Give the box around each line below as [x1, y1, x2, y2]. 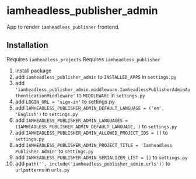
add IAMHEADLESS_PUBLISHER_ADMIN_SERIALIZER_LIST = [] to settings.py [15, 153, 188, 161]
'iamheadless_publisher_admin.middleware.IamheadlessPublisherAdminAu [15, 86, 191, 93]
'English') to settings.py [15, 110, 78, 117]
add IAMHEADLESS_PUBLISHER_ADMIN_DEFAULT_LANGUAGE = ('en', [15, 104, 165, 111]
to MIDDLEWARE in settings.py [76, 92, 145, 99]
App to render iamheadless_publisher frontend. [6, 23, 120, 30]
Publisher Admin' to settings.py [15, 148, 94, 155]
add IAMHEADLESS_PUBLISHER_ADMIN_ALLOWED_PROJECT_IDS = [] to [15, 129, 168, 136]
